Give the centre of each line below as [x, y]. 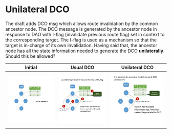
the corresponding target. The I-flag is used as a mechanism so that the [81, 40]
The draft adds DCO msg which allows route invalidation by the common [82, 24]
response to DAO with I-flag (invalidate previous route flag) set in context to [85, 34]
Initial [31, 68]
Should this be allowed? [30, 56]
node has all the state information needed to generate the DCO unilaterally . [85, 51]
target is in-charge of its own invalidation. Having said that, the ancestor [81, 45]
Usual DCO [82, 68]
